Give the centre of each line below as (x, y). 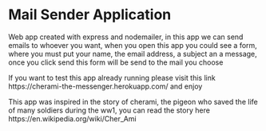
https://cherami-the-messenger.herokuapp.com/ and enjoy (105, 86)
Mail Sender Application (90, 15)
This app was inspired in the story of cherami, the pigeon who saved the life (133, 101)
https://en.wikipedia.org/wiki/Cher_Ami (73, 118)
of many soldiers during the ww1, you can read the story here (109, 110)
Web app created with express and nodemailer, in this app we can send (126, 37)
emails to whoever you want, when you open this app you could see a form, (133, 45)
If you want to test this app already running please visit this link (112, 77)
